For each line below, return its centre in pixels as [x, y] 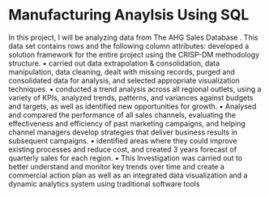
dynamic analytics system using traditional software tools [104, 183]
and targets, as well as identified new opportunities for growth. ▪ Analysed [132, 106]
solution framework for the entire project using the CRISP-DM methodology [134, 54]
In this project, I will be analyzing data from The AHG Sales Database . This [133, 37]
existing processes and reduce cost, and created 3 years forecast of [123, 149]
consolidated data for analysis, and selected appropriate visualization [124, 80]
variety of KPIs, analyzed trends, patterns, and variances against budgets [131, 97]
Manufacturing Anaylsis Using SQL [129, 15]
